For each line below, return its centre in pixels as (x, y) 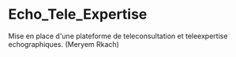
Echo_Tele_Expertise (78, 14)
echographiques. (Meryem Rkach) (64, 44)
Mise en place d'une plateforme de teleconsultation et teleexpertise (118, 36)
